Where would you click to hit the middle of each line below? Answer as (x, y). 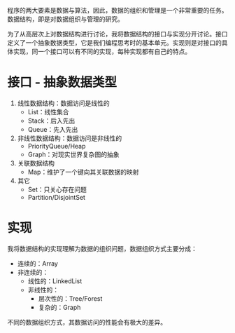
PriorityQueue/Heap (57, 146)
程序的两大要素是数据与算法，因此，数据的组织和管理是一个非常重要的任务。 (117, 10)
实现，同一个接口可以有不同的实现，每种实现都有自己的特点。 (102, 52)
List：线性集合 (48, 111)
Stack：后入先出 (51, 121)
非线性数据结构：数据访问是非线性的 (70, 138)
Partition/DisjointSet (57, 197)
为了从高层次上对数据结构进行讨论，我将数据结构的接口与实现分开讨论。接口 (117, 34)
